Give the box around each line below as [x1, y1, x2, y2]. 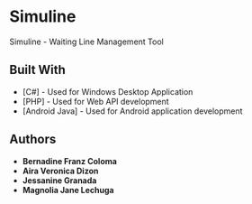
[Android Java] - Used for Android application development [22, 106, 243, 116]
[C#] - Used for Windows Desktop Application [22, 86, 193, 97]
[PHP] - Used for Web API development [22, 96, 169, 107]
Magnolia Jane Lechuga [22, 184, 114, 195]
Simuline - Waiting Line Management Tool [9, 36, 164, 47]
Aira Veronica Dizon [22, 165, 99, 176]
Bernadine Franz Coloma [22, 155, 117, 166]
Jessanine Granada [22, 174, 97, 186]
